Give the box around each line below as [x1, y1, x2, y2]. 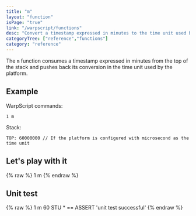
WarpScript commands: [6, 102, 63, 109]
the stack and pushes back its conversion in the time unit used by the [6, 63, 173, 70]
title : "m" [6, 8, 33, 15]
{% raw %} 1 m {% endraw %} [6, 172, 79, 179]
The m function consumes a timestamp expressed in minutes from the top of [6, 57, 188, 64]
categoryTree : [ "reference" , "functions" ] [6, 36, 108, 42]
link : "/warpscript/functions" [6, 25, 82, 31]
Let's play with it [6, 156, 67, 166]
